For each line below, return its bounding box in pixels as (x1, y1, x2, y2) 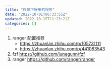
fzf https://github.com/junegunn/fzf (12, 51, 85, 57)
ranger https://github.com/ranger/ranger (12, 56, 95, 62)
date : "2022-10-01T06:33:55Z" (5, 12, 68, 17)
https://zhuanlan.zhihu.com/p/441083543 (19, 46, 106, 52)
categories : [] (5, 21, 37, 26)
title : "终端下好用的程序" (5, 7, 55, 12)
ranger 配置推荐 (12, 35, 45, 41)
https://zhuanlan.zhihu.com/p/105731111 (19, 40, 101, 47)
